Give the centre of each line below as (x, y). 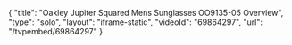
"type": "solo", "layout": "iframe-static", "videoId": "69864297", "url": (135, 22)
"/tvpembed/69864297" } (56, 31)
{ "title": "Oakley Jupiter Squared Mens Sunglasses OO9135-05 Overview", (146, 13)
